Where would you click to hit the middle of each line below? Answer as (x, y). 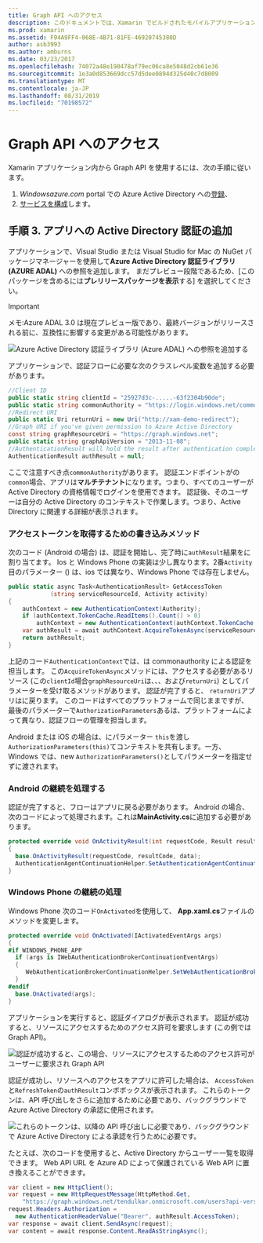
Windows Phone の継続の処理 (65, 892)
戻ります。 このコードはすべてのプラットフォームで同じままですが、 (139, 700)
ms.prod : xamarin (36, 30)
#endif (19, 986)
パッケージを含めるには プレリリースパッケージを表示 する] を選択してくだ (126, 280)
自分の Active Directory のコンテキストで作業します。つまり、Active (131, 501)
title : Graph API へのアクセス (56, 15)
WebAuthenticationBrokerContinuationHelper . (99, 972)
